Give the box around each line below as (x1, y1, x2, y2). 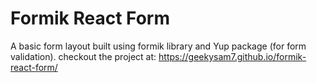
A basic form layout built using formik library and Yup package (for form (10, 40, 307, 52)
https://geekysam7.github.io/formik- (158, 50, 307, 62)
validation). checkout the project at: (10, 50, 157, 62)
